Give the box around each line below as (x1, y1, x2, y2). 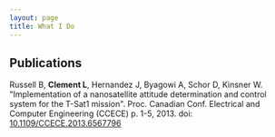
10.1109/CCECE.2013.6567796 (9, 118, 122, 129)
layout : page (9, 13, 59, 23)
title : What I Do (9, 22, 75, 31)
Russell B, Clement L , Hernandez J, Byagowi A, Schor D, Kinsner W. (9, 79, 263, 91)
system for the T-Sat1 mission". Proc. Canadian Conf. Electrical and (9, 99, 260, 110)
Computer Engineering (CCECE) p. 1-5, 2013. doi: (9, 108, 193, 119)
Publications (9, 55, 83, 71)
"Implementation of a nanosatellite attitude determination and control (9, 89, 267, 100)
